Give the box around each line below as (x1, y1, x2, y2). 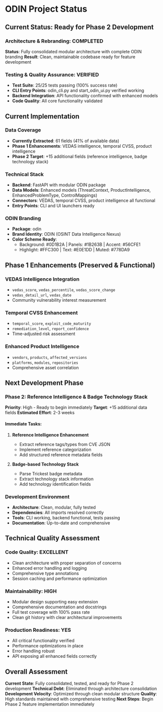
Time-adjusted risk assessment (12, 331, 75, 337)
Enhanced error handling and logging (12, 565, 87, 571)
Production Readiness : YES (5, 626, 72, 633)
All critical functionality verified (12, 638, 74, 644)
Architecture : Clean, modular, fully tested (12, 504, 96, 510)
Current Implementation (5, 112, 80, 120)
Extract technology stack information (19, 476, 94, 482)
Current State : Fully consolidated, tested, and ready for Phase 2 (5, 681, 134, 687)
